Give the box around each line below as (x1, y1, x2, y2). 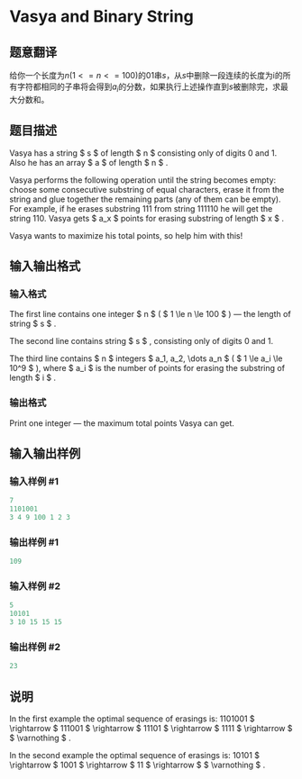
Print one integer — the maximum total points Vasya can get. (9, 417, 234, 429)
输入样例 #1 (9, 475, 59, 487)
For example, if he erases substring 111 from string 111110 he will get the (9, 203, 273, 213)
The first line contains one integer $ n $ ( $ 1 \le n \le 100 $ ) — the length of (9, 309, 291, 320)
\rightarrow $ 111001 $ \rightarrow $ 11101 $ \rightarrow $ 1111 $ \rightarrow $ (9, 722, 293, 733)
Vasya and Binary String (9, 6, 194, 27)
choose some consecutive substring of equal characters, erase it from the (9, 184, 285, 195)
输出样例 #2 (9, 640, 61, 653)
